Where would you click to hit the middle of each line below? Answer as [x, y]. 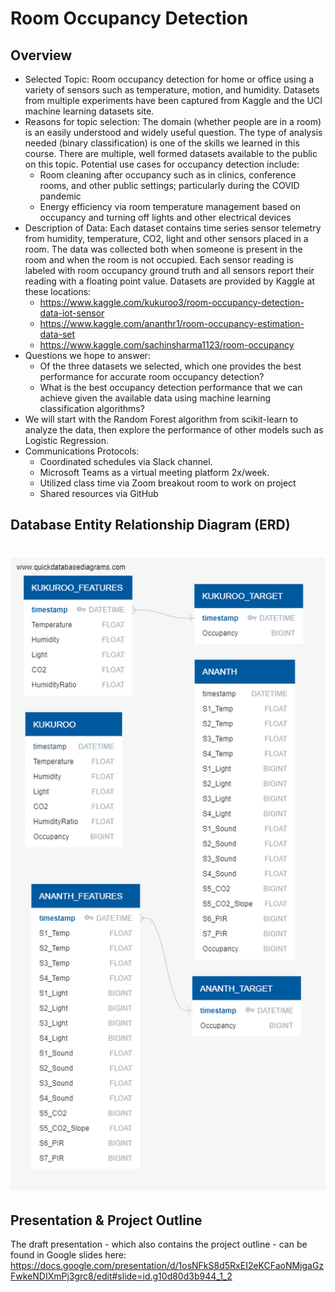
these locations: [58, 291]
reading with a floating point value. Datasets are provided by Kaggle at [170, 281]
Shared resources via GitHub [99, 493]
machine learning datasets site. [89, 111]
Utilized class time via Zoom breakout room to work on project [168, 483]
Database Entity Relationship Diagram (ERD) [150, 525]
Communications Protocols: [82, 451]
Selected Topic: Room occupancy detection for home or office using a [169, 79]
